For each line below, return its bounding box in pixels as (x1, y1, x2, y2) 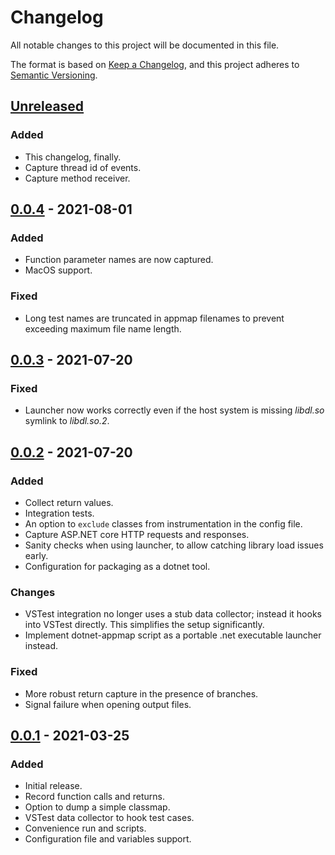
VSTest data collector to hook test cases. (24, 812, 195, 824)
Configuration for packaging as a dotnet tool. (24, 560, 211, 572)
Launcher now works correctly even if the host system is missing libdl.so (24, 404, 325, 416)
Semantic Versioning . (10, 69, 98, 81)
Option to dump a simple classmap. (24, 801, 171, 813)
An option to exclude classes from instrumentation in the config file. (24, 517, 303, 530)
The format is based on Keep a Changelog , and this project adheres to (10, 58, 300, 70)
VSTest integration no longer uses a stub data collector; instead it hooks (24, 608, 322, 620)
